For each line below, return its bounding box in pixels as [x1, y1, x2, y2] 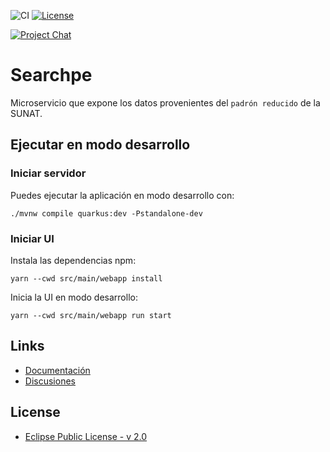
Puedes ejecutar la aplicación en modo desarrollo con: [10, 189, 235, 201]
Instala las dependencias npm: [10, 254, 137, 266]
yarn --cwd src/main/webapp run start [10, 310, 172, 320]
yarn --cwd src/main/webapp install [10, 273, 163, 284]
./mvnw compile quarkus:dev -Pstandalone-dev [10, 208, 203, 219]
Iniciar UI [10, 231, 55, 245]
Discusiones [24, 375, 76, 387]
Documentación [24, 364, 91, 376]
